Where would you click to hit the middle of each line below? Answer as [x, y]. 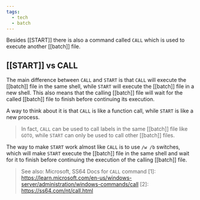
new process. [23, 117]
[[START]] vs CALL [42, 65]
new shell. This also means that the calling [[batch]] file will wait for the [95, 93]
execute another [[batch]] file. [43, 46]
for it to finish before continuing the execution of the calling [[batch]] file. [97, 160]
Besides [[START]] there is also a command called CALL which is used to [95, 40]
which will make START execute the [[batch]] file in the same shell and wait [98, 154]
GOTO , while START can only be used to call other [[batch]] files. [98, 136]
